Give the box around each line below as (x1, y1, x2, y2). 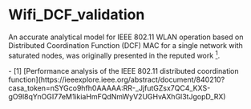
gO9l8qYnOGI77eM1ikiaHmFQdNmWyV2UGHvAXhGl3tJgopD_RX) (8, 91, 226, 101)
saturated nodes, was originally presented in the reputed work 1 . (8, 49, 221, 60)
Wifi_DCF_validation (8, 6, 145, 24)
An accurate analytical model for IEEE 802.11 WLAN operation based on (8, 32, 244, 42)
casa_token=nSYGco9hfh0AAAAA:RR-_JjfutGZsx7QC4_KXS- (8, 83, 211, 93)
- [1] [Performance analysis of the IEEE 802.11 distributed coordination (8, 66, 239, 75)
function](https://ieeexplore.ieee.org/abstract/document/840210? (8, 75, 225, 84)
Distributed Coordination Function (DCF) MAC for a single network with (8, 40, 243, 50)
